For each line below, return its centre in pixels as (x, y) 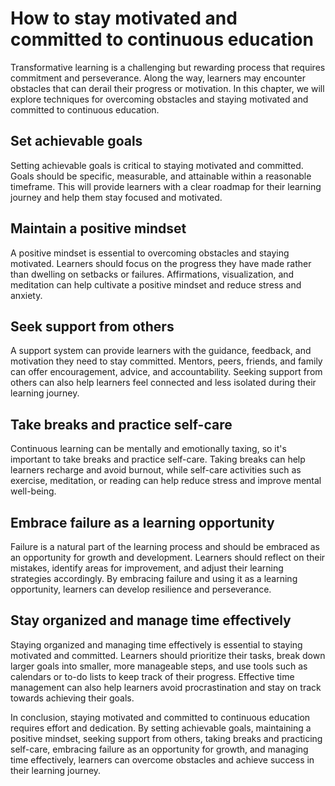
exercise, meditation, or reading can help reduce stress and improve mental (166, 481)
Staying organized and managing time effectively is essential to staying (156, 644)
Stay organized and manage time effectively (151, 620)
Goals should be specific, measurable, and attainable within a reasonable (161, 176)
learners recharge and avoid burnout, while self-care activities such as (156, 470)
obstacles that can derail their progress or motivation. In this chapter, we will (167, 88)
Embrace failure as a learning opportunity (142, 522)
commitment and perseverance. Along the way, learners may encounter (158, 78)
